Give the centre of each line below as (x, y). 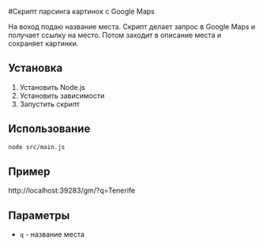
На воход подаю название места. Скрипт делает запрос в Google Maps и (132, 26)
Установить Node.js (52, 87)
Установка (36, 68)
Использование (49, 129)
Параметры (39, 215)
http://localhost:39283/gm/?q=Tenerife (72, 191)
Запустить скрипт (50, 104)
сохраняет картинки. (43, 43)
